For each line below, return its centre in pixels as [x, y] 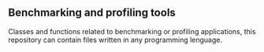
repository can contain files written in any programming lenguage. [115, 40]
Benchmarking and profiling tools [92, 13]
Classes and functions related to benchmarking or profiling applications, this [132, 31]
